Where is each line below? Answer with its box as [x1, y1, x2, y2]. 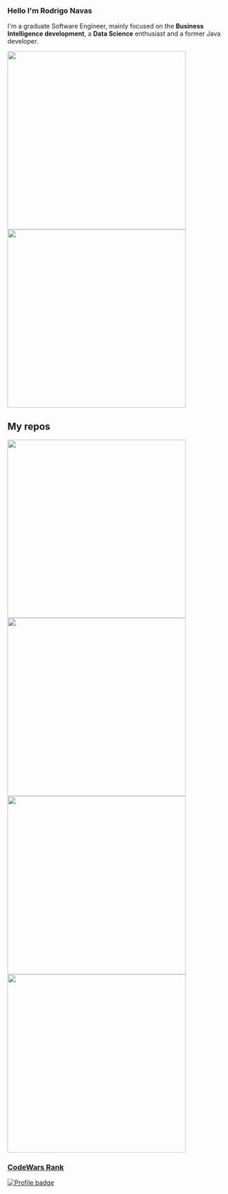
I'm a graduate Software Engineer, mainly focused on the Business [7, 22, 204, 31]
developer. [7, 37, 39, 46]
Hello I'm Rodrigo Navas [7, 6, 93, 16]
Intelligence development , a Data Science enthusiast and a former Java [7, 29, 221, 38]
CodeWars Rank [7, 1163, 64, 1173]
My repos [7, 420, 51, 433]
